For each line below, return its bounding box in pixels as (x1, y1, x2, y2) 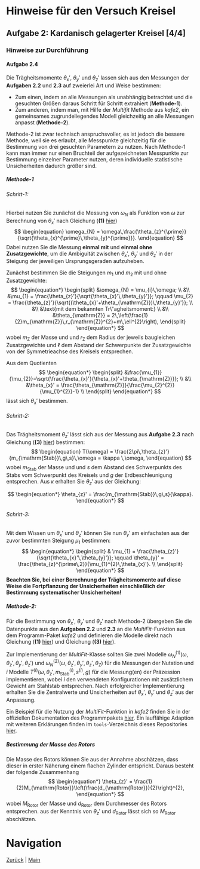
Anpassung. (6, 696, 36, 703)
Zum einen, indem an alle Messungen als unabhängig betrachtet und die (14, 93, 193, 100)
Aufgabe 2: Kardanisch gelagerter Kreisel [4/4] (6, 28, 186, 38)
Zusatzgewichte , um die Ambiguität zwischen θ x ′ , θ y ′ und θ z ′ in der (6, 250, 173, 258)
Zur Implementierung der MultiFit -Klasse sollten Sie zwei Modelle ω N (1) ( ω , (6, 650, 189, 659)
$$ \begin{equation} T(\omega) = (30, 448, 113, 455)
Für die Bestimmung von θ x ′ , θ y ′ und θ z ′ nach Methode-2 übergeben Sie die (6, 617, 192, 626)
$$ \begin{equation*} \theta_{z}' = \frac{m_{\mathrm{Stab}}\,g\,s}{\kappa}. (7, 491, 193, 498)
